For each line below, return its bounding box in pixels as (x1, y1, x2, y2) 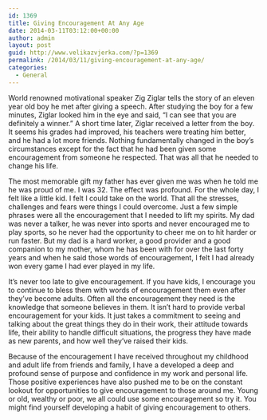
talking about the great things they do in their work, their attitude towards (8, 319, 249, 328)
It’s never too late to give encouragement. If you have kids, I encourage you (8, 276, 256, 286)
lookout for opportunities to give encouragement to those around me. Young (8, 385, 259, 395)
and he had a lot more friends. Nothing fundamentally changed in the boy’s (8, 135, 254, 145)
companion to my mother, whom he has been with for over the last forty (8, 244, 245, 254)
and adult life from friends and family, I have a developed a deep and (8, 360, 234, 370)
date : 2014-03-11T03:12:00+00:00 (8, 26, 120, 34)
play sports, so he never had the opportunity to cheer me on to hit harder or (8, 227, 257, 236)
